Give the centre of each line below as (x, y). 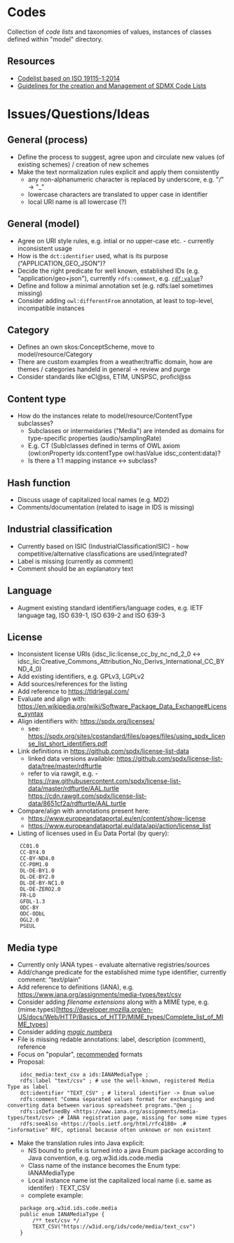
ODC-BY (29, 908)
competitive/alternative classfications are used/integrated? (102, 553)
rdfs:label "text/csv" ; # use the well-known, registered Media (117, 1081)
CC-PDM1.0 (34, 865)
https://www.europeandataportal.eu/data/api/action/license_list (119, 826)
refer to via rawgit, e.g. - (63, 773)
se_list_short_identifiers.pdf (68, 744)
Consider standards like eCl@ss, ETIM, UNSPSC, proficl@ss (104, 377)
